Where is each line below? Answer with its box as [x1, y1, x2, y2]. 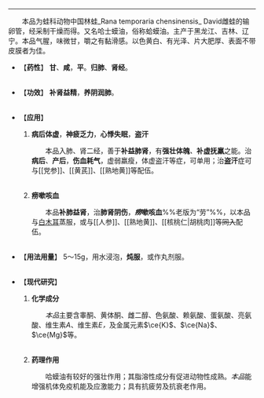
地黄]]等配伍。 [111, 166, 159, 175]
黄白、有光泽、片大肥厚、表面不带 [145, 36, 256, 46]
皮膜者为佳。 [8, 46, 49, 55]
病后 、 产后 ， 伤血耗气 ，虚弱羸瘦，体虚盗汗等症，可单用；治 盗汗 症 [31, 156, 245, 165]
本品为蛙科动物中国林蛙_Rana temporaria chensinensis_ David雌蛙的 [22, 16, 244, 26]
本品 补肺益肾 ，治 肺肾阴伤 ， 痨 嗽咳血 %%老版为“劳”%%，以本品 [45, 207, 251, 217]
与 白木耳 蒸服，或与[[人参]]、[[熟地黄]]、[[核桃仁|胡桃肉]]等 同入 [31, 217, 236, 226]
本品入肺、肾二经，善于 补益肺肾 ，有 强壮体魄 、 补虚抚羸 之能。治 [45, 146, 252, 155]
